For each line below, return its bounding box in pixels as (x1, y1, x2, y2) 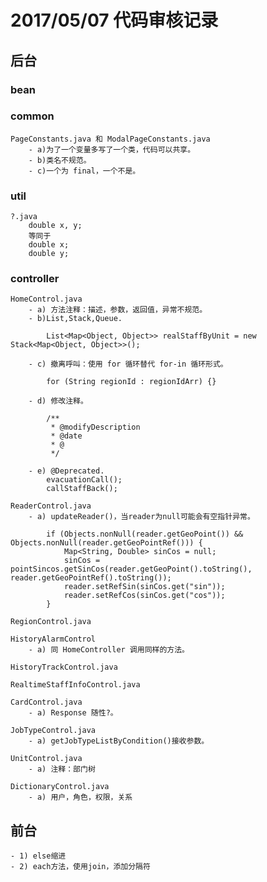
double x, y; (28, 221, 83, 231)
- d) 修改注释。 (28, 396, 88, 406)
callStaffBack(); (46, 484, 118, 494)
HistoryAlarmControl (10, 634, 97, 645)
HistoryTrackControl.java (10, 662, 118, 673)
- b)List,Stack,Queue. (28, 314, 123, 324)
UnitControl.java (10, 754, 83, 764)
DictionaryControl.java (10, 782, 110, 792)
